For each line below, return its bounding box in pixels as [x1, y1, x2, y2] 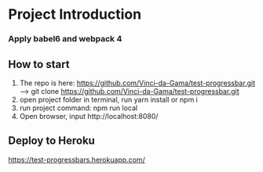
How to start [8, 57, 70, 71]
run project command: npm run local [19, 103, 138, 113]
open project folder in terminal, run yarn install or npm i [19, 95, 198, 104]
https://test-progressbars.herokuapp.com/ [8, 155, 145, 164]
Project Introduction [8, 5, 142, 23]
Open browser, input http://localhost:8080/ [19, 111, 159, 120]
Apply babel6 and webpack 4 [8, 34, 122, 45]
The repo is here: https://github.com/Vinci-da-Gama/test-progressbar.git [19, 78, 255, 88]
